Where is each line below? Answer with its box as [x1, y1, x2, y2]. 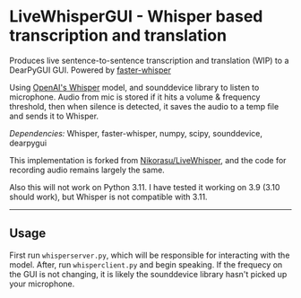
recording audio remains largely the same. [9, 164, 166, 175]
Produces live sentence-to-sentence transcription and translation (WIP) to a [9, 55, 289, 66]
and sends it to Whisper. [9, 110, 99, 121]
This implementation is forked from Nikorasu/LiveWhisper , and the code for [9, 154, 287, 165]
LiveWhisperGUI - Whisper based [9, 6, 263, 27]
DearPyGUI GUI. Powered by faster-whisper [9, 65, 172, 75]
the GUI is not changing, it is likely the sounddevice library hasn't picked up [9, 268, 288, 279]
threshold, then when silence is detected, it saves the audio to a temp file [9, 101, 279, 111]
